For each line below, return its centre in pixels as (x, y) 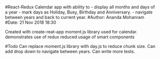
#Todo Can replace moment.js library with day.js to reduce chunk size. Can (80, 46)
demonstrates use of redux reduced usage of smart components (70, 37)
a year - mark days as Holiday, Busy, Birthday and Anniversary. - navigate (79, 12)
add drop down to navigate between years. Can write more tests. (70, 51)
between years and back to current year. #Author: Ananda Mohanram (75, 17)
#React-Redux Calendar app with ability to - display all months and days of (80, 7)
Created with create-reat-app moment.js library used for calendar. (71, 32)
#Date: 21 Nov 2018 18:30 (31, 22)
